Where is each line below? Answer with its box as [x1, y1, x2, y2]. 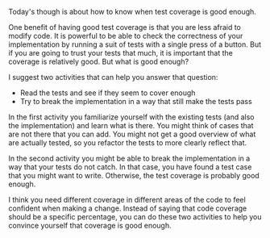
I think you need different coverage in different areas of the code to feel [8, 195, 246, 204]
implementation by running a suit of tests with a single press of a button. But [8, 40, 262, 49]
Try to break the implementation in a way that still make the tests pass [19, 97, 252, 106]
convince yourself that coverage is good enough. [8, 221, 172, 230]
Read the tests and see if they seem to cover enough [19, 88, 196, 98]
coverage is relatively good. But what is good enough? [8, 56, 189, 66]
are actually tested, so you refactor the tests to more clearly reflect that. [8, 138, 247, 148]
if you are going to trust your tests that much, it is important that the [8, 48, 234, 57]
